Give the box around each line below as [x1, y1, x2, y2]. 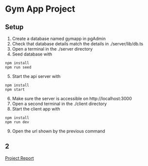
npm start [5, 87, 25, 92]
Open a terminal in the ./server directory [12, 46, 93, 52]
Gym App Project [5, 3, 75, 15]
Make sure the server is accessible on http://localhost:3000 [12, 96, 132, 101]
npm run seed [5, 65, 32, 70]
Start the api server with [12, 74, 61, 79]
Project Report [5, 155, 34, 161]
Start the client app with [12, 106, 60, 111]
